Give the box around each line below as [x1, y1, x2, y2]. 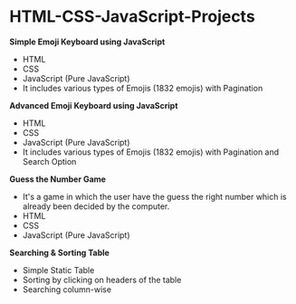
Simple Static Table [22, 264, 95, 275]
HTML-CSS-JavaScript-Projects [9, 6, 255, 27]
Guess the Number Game [9, 174, 107, 185]
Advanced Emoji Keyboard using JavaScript [9, 100, 178, 110]
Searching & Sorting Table [9, 247, 110, 258]
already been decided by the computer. [22, 201, 170, 212]
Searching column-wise [22, 283, 111, 295]
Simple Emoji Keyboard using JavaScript [9, 36, 166, 47]
